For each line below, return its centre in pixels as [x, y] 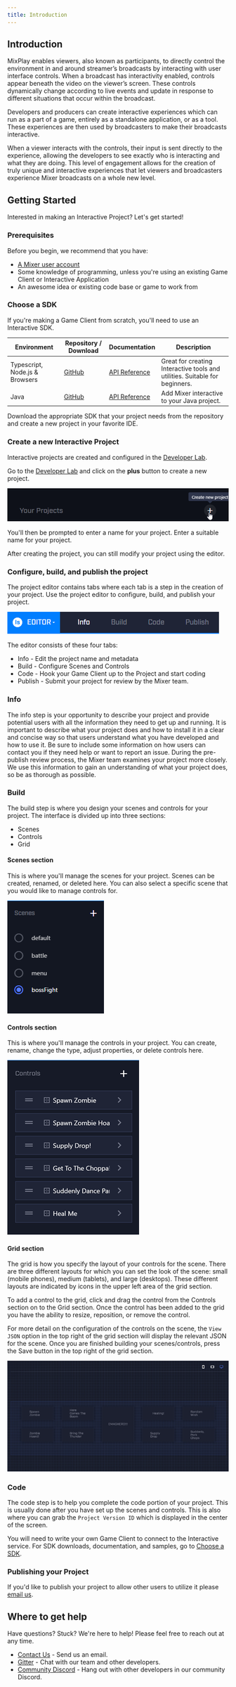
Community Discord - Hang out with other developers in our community [121, 1669]
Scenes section [31, 860]
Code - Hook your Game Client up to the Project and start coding [111, 674]
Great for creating [187, 361]
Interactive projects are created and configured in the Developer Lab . [107, 457]
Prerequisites [31, 236]
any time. [21, 1641]
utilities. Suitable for [190, 376]
